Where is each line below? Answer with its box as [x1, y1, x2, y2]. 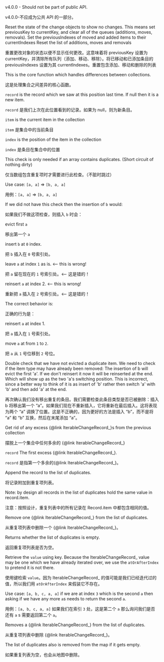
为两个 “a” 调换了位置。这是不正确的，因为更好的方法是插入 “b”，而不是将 [5, 409, 154, 414]
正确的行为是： [5, 311, 35, 317]
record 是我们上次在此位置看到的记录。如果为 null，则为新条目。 [5, 107, 135, 113]
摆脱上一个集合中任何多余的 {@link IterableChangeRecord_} [5, 440, 125, 446]
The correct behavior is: [5, 301, 54, 306]
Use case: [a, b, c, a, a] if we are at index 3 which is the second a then [5, 591, 153, 596]
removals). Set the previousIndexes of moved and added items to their [5, 34, 146, 40]
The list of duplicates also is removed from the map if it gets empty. [5, 642, 141, 647]
